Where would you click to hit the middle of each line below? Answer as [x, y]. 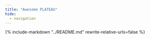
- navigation [23, 18]
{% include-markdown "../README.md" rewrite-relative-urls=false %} [75, 32]
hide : [10, 14]
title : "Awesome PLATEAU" [31, 9]
